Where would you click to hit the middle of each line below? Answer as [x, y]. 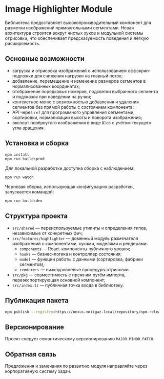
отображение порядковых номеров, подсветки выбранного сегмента [85, 91]
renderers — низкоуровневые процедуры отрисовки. [75, 269]
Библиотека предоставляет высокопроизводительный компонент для [78, 23]
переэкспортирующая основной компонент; [59, 280]
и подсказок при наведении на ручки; [52, 96]
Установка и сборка [37, 143]
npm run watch [20, 177]
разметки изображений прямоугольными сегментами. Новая [70, 27]
